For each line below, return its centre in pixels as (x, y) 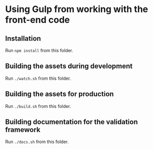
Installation (23, 38)
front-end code (38, 20)
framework (23, 130)
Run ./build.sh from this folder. (38, 106)
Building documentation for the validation (71, 122)
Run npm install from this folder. (39, 50)
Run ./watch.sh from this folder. (38, 78)
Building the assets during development (69, 66)
